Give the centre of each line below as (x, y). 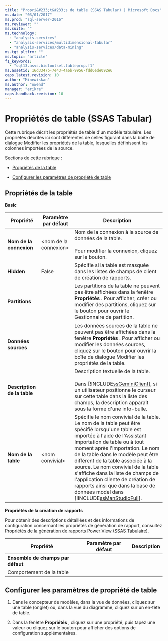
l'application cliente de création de (115, 480)
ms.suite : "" (19, 29)
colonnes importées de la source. (39, 148)
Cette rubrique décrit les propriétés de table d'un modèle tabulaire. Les (78, 132)
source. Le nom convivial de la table (117, 467)
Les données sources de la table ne (116, 326)
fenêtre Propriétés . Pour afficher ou (117, 338)
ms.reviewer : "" (22, 24)
